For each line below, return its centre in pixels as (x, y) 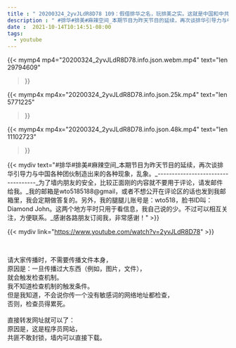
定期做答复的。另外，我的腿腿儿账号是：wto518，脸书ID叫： (125, 200)
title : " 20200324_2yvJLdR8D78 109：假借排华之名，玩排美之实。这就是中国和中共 (118, 14)
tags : (15, 33)
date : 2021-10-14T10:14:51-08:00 (59, 27)
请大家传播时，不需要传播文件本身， (60, 260)
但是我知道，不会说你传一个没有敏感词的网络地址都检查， (90, 295)
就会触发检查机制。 (35, 278)
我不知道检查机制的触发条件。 (50, 286)
